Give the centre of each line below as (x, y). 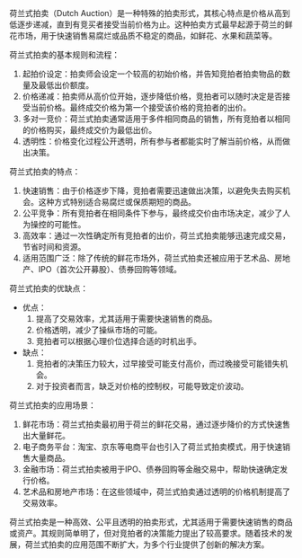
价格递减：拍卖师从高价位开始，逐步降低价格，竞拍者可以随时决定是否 (152, 96)
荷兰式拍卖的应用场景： (53, 405)
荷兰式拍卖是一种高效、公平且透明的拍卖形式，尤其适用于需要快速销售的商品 (151, 522)
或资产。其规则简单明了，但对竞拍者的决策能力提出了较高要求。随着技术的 (147, 533)
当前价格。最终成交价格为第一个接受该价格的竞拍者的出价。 (141, 107)
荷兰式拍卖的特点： (45, 172)
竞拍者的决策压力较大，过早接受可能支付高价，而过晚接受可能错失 (158, 363)
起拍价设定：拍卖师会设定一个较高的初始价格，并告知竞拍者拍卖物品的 (152, 74)
